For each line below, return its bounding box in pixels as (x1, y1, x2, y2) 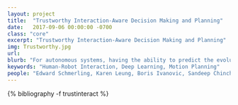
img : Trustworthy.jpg (7, 43, 72, 50)
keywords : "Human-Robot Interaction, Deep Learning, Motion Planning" (7, 63, 220, 70)
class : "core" (7, 30, 50, 38)
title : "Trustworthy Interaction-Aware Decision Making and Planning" (7, 17, 223, 24)
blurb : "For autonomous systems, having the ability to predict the (7, 57, 214, 64)
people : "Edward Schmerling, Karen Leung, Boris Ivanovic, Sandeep (7, 70, 211, 77)
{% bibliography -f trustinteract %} (7, 89, 109, 98)
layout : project (7, 10, 55, 18)
